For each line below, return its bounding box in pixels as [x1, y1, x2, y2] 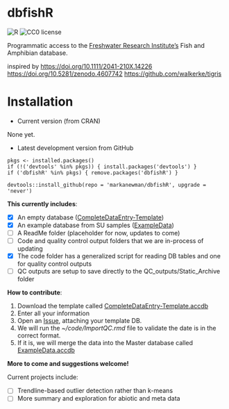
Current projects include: [7, 373, 78, 381]
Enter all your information [17, 309, 90, 317]
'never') [7, 187, 33, 194]
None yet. [7, 130, 35, 138]
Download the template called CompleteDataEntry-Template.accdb [17, 302, 209, 310]
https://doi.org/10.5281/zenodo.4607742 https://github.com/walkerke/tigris [7, 69, 222, 78]
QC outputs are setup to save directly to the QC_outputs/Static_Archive [17, 267, 221, 276]
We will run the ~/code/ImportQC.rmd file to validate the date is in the [17, 324, 217, 333]
